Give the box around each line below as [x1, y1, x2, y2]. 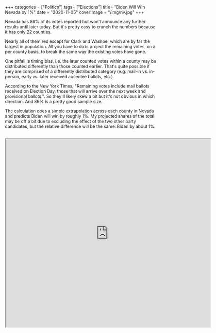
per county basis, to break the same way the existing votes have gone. [5, 49, 147, 54]
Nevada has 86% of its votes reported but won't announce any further [5, 19, 146, 24]
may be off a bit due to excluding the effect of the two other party [5, 119, 136, 124]
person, [5, 74, 21, 79]
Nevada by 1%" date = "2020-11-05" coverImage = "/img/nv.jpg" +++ [5, 9, 144, 15]
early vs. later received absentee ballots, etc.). [21, 74, 114, 79]
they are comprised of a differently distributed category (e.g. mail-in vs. [5, 69, 149, 74]
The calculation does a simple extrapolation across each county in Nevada [5, 108, 154, 114]
